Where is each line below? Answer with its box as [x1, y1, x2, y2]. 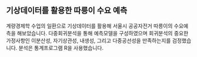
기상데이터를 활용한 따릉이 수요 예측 [6, 5, 128, 16]
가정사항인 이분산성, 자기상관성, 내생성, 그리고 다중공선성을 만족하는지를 [6, 37, 171, 44]
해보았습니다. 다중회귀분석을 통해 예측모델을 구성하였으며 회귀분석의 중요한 [16, 29, 189, 36]
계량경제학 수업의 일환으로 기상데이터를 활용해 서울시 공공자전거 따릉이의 [6, 22, 173, 29]
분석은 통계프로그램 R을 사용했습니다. [18, 44, 104, 51]
